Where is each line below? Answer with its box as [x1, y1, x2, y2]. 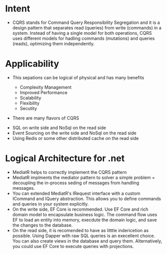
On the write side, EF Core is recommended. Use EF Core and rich [12, 206, 149, 212]
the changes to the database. [12, 222, 73, 228]
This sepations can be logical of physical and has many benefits [12, 74, 145, 80]
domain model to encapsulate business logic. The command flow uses [12, 211, 158, 217]
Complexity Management [19, 84, 72, 90]
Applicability [5, 58, 59, 70]
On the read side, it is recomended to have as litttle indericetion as [12, 227, 149, 233]
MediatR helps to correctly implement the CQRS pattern [12, 169, 127, 175]
